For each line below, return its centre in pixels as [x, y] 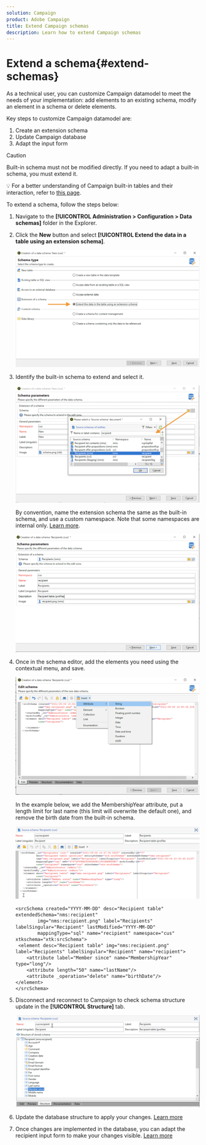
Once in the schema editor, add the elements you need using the [97, 662]
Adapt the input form [41, 144]
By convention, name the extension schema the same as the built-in [101, 512]
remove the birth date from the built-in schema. [75, 818]
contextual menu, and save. [50, 668]
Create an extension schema [51, 131]
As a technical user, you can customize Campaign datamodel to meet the [99, 94]
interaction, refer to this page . [44, 193]
